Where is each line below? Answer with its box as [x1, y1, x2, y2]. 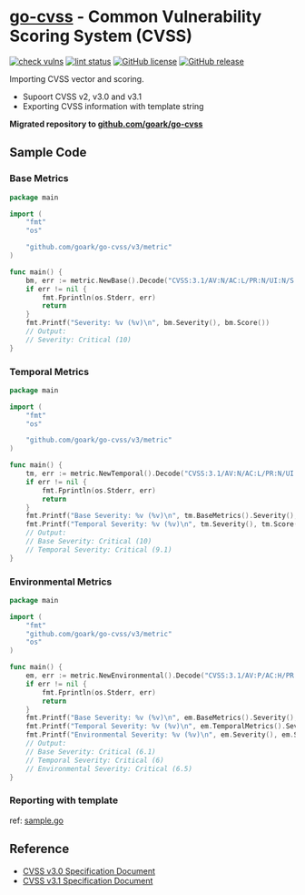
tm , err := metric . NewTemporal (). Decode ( [25, 469, 184, 479]
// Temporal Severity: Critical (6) [25, 756, 165, 765]
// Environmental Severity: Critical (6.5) [25, 764, 193, 773]
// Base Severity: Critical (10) [25, 537, 152, 546]
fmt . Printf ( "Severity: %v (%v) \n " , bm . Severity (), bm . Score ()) [25, 319, 271, 328]
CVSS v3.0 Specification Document [22, 865, 156, 876]
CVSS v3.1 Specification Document [22, 875, 153, 886]
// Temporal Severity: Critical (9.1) [25, 544, 172, 554]
